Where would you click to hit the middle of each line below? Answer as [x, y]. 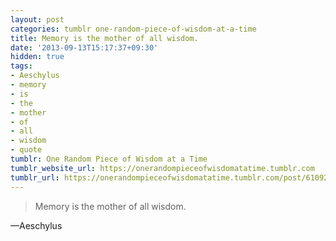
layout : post [37, 19]
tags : [21, 66]
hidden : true [37, 57]
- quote [26, 150]
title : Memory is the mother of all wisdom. [104, 38]
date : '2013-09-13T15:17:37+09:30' [84, 47]
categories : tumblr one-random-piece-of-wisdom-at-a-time [133, 29]
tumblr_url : [35, 177]
